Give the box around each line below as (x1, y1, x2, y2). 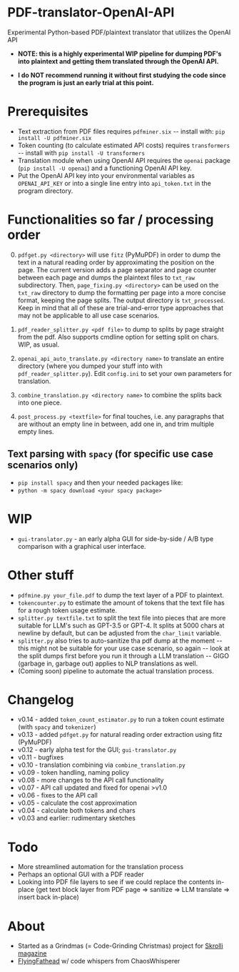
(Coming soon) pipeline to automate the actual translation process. (17, 666, 214, 675)
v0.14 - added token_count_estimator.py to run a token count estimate (17, 715, 225, 724)
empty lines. (17, 427, 55, 436)
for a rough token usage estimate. (17, 605, 118, 615)
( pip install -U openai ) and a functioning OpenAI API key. (17, 164, 193, 172)
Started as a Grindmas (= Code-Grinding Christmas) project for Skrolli (17, 941, 223, 951)
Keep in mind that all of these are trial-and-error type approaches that (17, 303, 223, 312)
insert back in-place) (17, 893, 80, 901)
